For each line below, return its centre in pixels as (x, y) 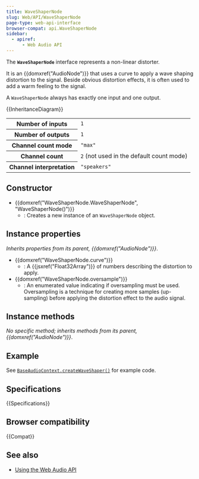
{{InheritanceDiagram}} (35, 109)
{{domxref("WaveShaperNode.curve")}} (64, 260)
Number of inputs (42, 124)
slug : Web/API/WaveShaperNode (44, 17)
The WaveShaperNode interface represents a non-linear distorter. (83, 62)
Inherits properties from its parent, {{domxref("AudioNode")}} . (82, 248)
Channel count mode (42, 145)
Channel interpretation (42, 167)
